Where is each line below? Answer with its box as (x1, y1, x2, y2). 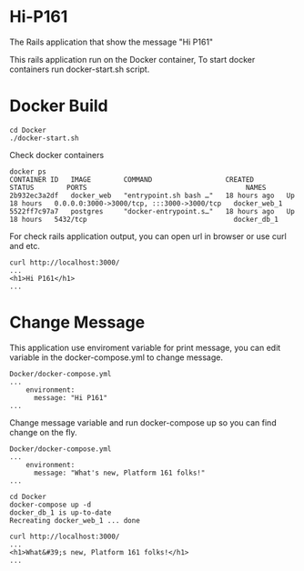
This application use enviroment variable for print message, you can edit (9, 342, 281, 353)
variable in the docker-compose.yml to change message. (9, 352, 223, 363)
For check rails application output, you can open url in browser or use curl (9, 230, 287, 242)
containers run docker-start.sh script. (9, 64, 150, 75)
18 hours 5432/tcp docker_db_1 (9, 215, 279, 224)
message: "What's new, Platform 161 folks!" (33, 468, 206, 477)
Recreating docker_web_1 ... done (9, 516, 141, 525)
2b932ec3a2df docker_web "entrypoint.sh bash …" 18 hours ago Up (9, 191, 296, 200)
